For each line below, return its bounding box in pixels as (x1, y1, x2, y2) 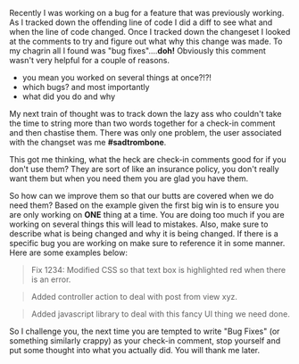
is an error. (30, 274, 71, 285)
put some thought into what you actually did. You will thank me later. (9, 345, 261, 355)
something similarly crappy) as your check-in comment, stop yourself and (9, 335, 281, 346)
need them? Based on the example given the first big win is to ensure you (9, 200, 279, 211)
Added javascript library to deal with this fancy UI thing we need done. (30, 309, 290, 319)
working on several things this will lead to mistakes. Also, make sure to (9, 219, 269, 229)
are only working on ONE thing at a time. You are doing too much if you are (9, 210, 285, 219)
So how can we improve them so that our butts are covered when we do (9, 191, 274, 201)
